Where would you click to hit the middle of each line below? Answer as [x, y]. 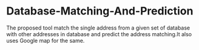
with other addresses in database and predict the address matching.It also [99, 34]
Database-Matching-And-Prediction [100, 11]
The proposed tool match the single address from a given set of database [98, 28]
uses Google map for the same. [46, 40]
